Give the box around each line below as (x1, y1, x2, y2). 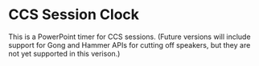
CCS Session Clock (8, 6, 139, 24)
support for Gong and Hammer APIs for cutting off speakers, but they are (8, 40, 251, 49)
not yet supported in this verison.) (8, 49, 121, 58)
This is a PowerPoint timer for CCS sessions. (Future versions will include (8, 32, 251, 41)
